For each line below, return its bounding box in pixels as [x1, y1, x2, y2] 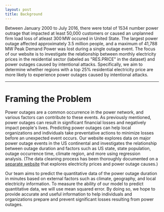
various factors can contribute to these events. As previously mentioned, [5, 115, 151, 120]
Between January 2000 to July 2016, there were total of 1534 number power [5, 25, 159, 31]
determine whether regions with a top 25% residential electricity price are [5, 66, 154, 72]
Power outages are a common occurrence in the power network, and [5, 109, 144, 115]
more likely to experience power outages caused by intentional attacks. [5, 72, 149, 77]
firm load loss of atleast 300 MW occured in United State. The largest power [5, 35, 158, 41]
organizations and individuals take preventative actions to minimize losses [5, 130, 154, 136]
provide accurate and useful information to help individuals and [5, 191, 132, 197]
